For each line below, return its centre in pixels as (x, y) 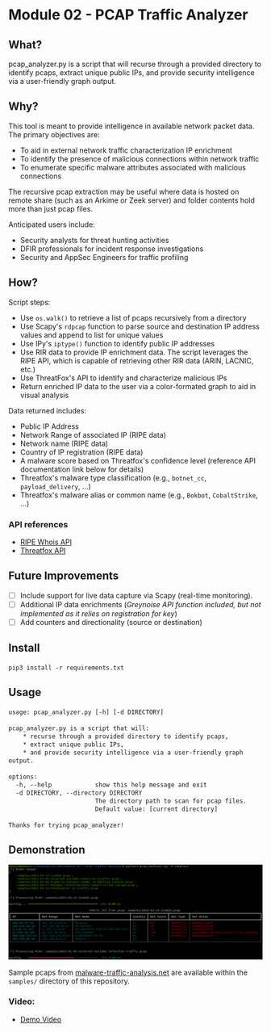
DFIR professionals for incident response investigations (112, 249)
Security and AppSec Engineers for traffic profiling (104, 257)
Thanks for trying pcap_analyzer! (67, 825)
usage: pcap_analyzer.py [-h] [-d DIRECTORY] (86, 712)
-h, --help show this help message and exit (111, 785)
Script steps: (29, 302)
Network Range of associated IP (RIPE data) (93, 434)
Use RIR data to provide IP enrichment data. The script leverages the (134, 352)
